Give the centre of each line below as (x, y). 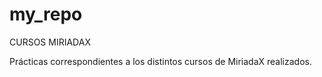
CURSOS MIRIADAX (50, 42)
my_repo (46, 14)
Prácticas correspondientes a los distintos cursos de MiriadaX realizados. (160, 61)
